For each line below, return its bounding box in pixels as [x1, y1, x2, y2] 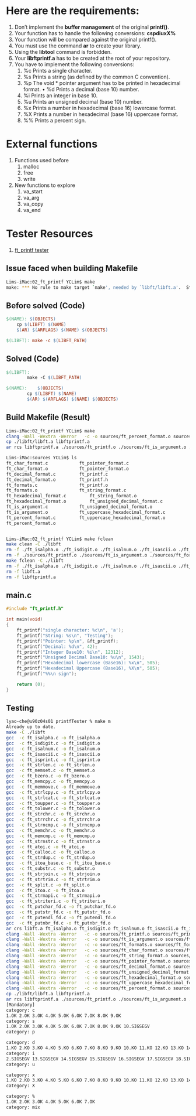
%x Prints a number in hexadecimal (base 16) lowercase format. [23, 104, 177, 111]
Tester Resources [6, 227, 93, 241]
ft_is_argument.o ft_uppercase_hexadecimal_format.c [6, 509, 166, 515]
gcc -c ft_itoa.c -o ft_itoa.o [6, 888, 85, 893]
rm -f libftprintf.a [6, 574, 57, 580]
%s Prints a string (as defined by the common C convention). [23, 73, 170, 80]
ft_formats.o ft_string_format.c [6, 487, 127, 493]
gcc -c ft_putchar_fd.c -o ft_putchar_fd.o [6, 904, 116, 910]
